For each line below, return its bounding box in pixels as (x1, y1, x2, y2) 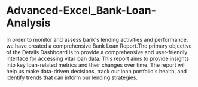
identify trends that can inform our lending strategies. (6, 74, 138, 81)
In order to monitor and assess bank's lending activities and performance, (6, 36, 188, 43)
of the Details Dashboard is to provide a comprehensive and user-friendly (6, 48, 188, 55)
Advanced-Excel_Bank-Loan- (6, 4, 157, 17)
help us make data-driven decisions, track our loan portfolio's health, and (6, 67, 187, 74)
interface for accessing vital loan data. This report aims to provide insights (6, 55, 190, 62)
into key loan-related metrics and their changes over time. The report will (6, 61, 187, 69)
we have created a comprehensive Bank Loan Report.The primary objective (6, 42, 193, 49)
